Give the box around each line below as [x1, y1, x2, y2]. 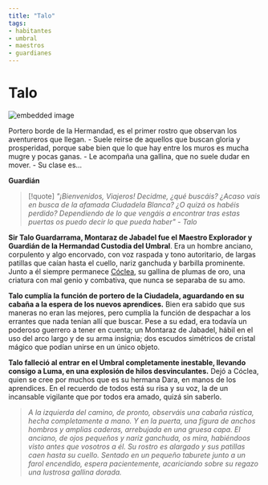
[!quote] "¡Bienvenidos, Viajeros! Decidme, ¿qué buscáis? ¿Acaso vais [27, 191, 261, 201]
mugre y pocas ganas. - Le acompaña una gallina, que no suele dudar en [8, 151, 250, 161]
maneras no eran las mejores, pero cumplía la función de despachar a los [8, 307, 251, 318]
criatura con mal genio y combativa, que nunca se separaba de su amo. [8, 275, 246, 285]
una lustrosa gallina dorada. [27, 467, 122, 477]
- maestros [8, 42, 45, 50]
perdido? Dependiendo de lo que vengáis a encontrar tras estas [27, 208, 241, 218]
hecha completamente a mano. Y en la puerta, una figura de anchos [27, 416, 256, 425]
